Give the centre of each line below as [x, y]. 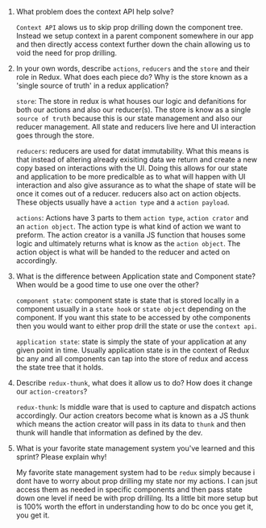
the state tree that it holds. [60, 367]
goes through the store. [55, 135]
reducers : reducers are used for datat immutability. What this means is [133, 151]
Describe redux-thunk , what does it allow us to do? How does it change [134, 383]
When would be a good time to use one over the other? [107, 285]
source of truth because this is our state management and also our [129, 118]
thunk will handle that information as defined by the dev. [109, 433]
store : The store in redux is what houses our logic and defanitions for [131, 101]
